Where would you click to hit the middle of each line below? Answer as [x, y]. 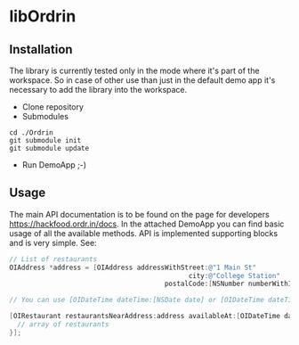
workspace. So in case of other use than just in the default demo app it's [142, 80]
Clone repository [53, 107]
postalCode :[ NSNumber [204, 284]
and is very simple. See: [53, 242]
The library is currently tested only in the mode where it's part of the [134, 70]
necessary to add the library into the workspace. [98, 90]
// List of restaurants [53, 259]
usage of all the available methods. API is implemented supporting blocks [144, 233]
